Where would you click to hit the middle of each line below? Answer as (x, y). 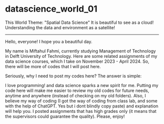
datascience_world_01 (51, 9)
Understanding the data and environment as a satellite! (60, 27)
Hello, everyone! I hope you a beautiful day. (49, 41)
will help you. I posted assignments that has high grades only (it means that (81, 111)
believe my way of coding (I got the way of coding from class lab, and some (81, 101)
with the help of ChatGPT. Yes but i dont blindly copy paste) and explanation (82, 106)
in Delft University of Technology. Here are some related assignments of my (81, 56)
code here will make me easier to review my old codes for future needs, (77, 90)
